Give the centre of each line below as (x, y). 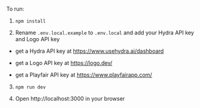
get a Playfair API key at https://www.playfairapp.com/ (83, 75)
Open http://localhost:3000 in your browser (70, 98)
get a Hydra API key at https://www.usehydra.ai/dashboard (89, 51)
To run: (15, 9)
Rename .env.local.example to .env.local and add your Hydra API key (105, 33)
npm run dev (30, 87)
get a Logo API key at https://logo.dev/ (64, 63)
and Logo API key (37, 39)
